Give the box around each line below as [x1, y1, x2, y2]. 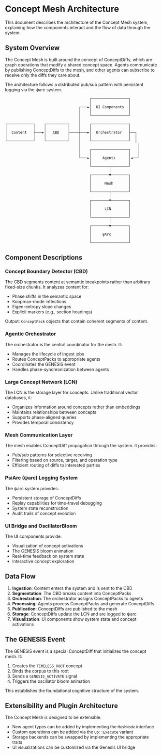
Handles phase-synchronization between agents [12, 366, 109, 372]
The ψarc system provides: [5, 485, 59, 491]
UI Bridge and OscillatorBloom [5, 522, 77, 529]
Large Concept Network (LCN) [5, 378, 78, 385]
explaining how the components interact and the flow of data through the [5, 24, 151, 30]
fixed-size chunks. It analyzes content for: [5, 284, 89, 290]
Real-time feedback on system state [12, 553, 85, 559]
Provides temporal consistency [12, 419, 74, 425]
